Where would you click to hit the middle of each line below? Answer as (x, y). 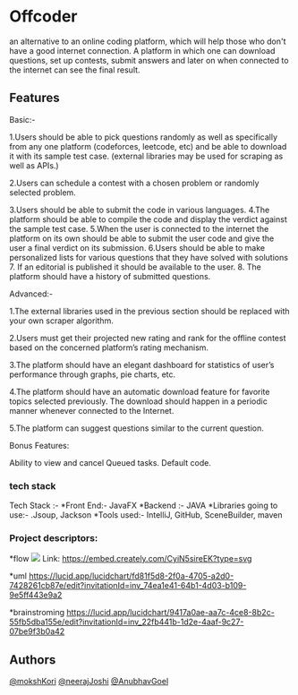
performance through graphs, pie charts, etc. (93, 374)
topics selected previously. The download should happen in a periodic (139, 401)
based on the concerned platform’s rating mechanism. (109, 347)
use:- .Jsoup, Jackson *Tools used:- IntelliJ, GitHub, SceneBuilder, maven (146, 515)
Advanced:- (31, 294)
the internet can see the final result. (75, 70)
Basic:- (22, 119)
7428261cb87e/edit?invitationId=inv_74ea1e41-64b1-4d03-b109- (128, 586)
